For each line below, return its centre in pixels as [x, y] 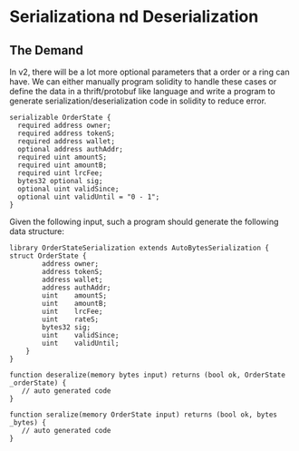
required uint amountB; [62, 165]
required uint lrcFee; [60, 173]
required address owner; [64, 125]
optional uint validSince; [68, 189]
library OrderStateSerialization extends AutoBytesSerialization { [140, 248]
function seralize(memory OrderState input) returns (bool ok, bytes [144, 415]
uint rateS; [71, 319]
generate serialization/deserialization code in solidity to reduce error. [138, 101]
